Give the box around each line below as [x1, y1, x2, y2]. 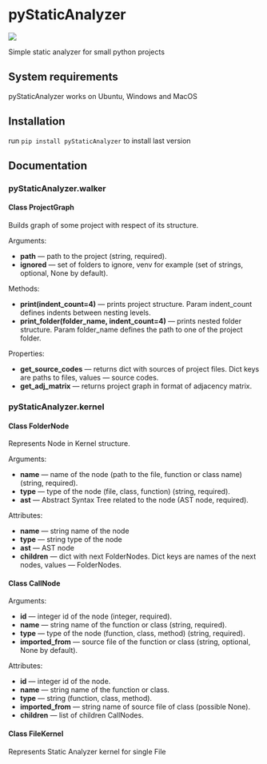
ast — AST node [19, 543, 74, 553]
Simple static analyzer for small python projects [8, 46, 165, 57]
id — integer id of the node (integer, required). [19, 611, 173, 621]
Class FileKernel [8, 729, 64, 738]
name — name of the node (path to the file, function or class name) [19, 470, 242, 479]
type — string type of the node [19, 535, 122, 544]
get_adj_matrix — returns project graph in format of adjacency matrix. [19, 381, 253, 391]
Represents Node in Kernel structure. [8, 439, 130, 448]
